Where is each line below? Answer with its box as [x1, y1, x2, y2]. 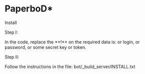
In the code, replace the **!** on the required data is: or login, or [4, 38, 140, 45]
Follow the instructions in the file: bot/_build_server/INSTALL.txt [4, 63, 135, 69]
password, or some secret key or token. [4, 44, 86, 50]
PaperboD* [4, 3, 53, 14]
